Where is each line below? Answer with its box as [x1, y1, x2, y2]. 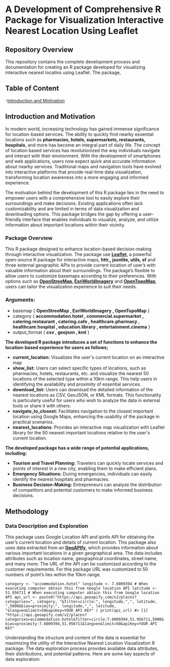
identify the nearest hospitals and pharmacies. [12, 476, 110, 483]
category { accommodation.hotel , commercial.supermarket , [12, 313, 144, 319]
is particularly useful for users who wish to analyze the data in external [12, 397, 160, 403]
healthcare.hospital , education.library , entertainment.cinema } [12, 324, 150, 330]
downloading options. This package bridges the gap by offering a [5, 211, 142, 217]
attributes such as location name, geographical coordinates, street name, [5, 555, 158, 561]
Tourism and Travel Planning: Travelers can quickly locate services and [12, 460, 163, 466]
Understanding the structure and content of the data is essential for [5, 635, 146, 641]
